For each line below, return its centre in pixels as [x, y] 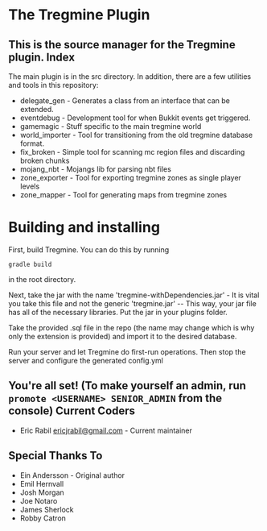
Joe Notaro [39, 500]
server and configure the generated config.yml [86, 360]
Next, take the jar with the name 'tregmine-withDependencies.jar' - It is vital [134, 295]
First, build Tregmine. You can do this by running [89, 249]
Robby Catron [43, 518]
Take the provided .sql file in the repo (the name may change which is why [131, 327]
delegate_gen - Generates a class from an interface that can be [125, 101]
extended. [37, 109]
